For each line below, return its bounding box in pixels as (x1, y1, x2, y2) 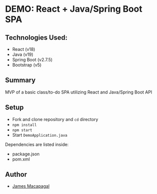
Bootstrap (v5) (12, 62, 42, 68)
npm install (12, 122, 37, 127)
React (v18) (12, 47, 35, 52)
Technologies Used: (5, 33, 68, 42)
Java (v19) (12, 51, 33, 57)
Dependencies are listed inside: (5, 141, 69, 147)
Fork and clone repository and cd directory (12, 116, 99, 122)
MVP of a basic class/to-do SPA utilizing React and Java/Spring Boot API (5, 89, 152, 95)
